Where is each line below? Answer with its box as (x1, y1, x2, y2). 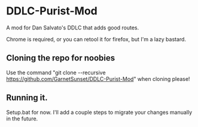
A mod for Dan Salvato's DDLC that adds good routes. (6, 24, 139, 31)
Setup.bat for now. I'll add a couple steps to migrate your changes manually (6, 108, 193, 116)
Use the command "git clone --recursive (6, 69, 106, 76)
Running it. (6, 93, 48, 103)
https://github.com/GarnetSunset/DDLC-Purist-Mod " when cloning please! (6, 75, 190, 82)
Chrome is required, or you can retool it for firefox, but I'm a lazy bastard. (6, 35, 187, 43)
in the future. (6, 115, 38, 122)
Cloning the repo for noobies (6, 53, 115, 63)
